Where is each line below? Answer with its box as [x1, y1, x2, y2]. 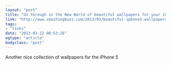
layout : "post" [5, 7, 38, 13]
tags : [5, 21, 17, 27]
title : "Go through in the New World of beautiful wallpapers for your [5, 12, 160, 17]
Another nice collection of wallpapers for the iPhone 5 [5, 54, 119, 60]
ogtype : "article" [5, 36, 44, 41]
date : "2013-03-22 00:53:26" [5, 31, 67, 36]
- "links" [5, 26, 26, 31]
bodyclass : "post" [5, 40, 44, 45]
